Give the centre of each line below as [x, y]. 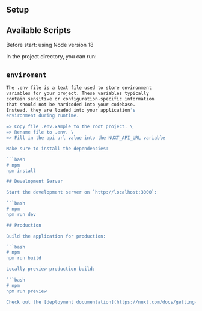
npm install [21, 171]
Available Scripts [38, 30]
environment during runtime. [43, 116]
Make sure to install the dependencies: [58, 149]
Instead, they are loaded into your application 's [71, 110]
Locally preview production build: [51, 269]
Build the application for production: [56, 236]
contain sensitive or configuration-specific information [80, 99]
